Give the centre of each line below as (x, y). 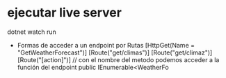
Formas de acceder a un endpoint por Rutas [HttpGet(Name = (106, 45)
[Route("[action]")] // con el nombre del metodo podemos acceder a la (118, 59)
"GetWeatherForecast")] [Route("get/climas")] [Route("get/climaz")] (115, 52)
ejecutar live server (64, 13)
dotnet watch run (32, 32)
